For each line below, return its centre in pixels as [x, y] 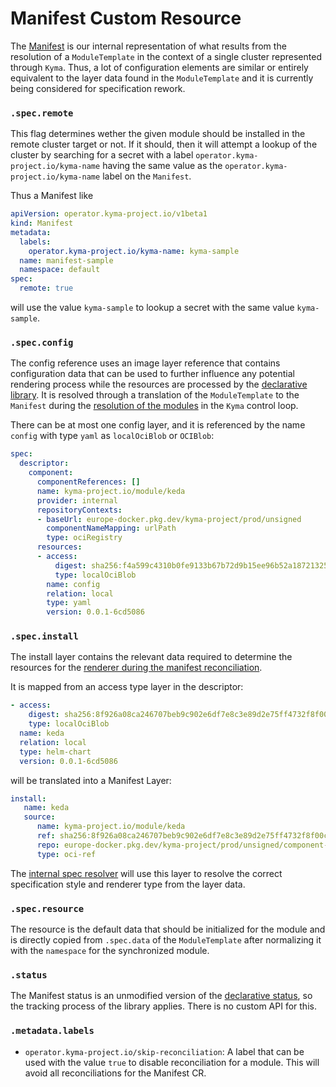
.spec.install [44, 636]
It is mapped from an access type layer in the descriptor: [127, 687]
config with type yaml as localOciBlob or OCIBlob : [112, 436]
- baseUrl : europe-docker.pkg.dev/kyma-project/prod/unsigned [169, 519]
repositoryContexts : [79, 510]
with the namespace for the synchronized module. [110, 950]
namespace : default [60, 270]
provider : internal [77, 500]
